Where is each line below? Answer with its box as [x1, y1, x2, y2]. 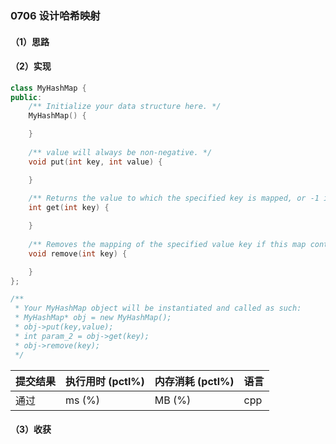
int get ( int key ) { [28, 203, 110, 213]
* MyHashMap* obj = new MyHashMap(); [14, 313, 172, 323]
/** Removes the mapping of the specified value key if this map [28, 239, 307, 249]
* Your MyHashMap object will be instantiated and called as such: [14, 303, 302, 314]
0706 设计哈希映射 [10, 8, 101, 22]
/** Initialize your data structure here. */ [28, 102, 222, 112]
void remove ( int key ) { [28, 248, 128, 259]
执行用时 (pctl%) [65, 374, 145, 388]
